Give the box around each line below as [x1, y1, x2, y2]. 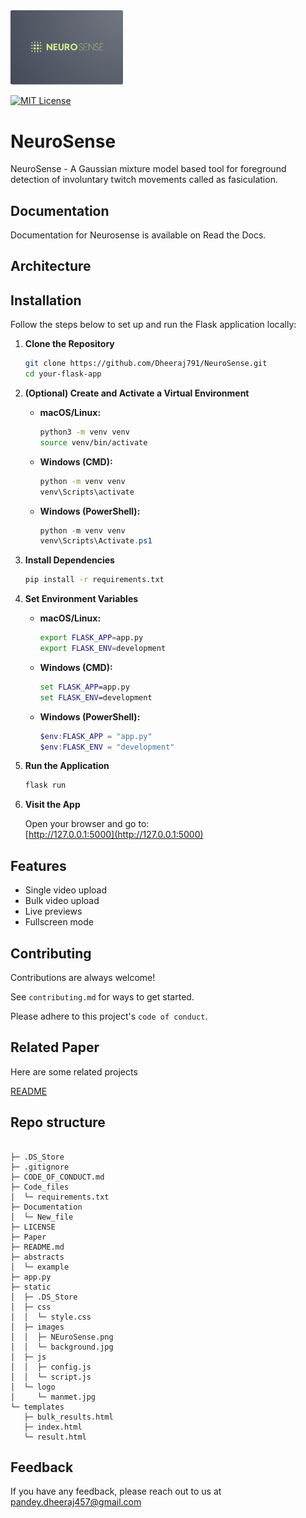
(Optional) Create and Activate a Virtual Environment [24, 387, 250, 399]
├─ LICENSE [10, 1222, 56, 1232]
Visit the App [24, 799, 81, 811]
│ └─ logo [10, 1382, 56, 1392]
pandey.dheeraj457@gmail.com [10, 1496, 142, 1508]
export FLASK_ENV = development [39, 644, 167, 654]
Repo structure [10, 1114, 106, 1131]
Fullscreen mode [24, 916, 95, 928]
